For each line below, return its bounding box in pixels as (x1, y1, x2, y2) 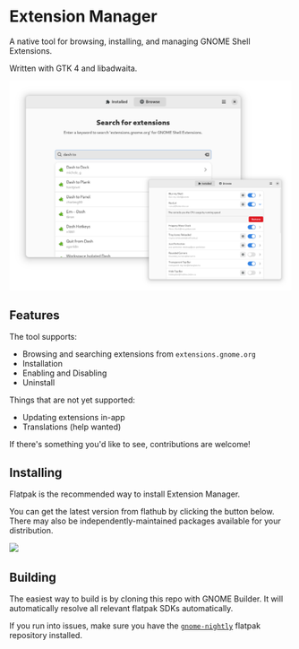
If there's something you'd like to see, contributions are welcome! (9, 439, 251, 450)
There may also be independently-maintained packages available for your (9, 515, 281, 526)
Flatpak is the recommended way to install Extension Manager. (9, 489, 241, 499)
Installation (21, 359, 64, 369)
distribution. (9, 525, 54, 536)
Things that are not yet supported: (9, 394, 136, 405)
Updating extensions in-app (21, 412, 125, 423)
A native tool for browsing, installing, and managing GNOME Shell (9, 36, 251, 47)
